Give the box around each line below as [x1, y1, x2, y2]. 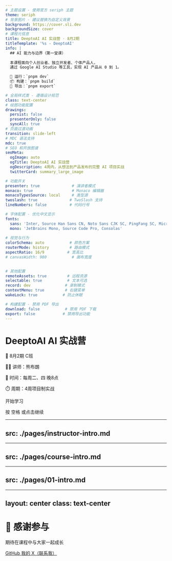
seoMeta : [5, 150, 24, 156]
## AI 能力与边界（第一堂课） [10, 50, 66, 55]
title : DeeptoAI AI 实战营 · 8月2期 [5, 36, 80, 42]
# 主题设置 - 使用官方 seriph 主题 [5, 7, 73, 13]
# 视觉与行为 [5, 236, 29, 241]
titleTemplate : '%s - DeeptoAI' [5, 41, 74, 46]
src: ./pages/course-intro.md [5, 452, 101, 461]
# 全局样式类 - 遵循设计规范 [5, 93, 59, 98]
